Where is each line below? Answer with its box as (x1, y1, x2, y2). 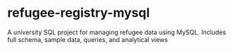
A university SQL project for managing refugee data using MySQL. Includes (7, 28, 227, 36)
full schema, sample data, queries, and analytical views (7, 35, 168, 43)
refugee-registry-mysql (7, 5, 150, 21)
